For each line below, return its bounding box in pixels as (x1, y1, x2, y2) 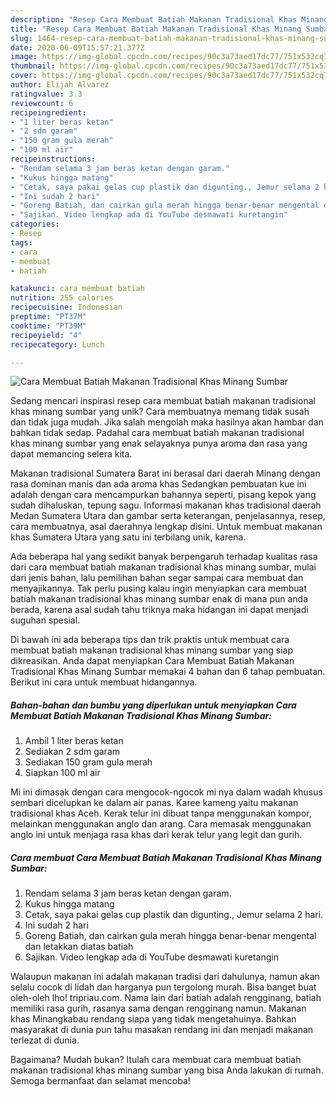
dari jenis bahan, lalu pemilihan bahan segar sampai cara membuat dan (10, 572, 304, 584)
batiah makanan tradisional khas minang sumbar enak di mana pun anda (10, 593, 309, 605)
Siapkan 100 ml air (24, 767, 101, 779)
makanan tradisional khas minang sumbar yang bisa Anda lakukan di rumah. (10, 1064, 324, 1076)
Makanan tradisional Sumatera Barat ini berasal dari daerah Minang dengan (10, 467, 321, 480)
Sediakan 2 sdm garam (24, 746, 121, 758)
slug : (10, 33, 33, 43)
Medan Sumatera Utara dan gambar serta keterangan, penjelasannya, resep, (10, 510, 326, 522)
